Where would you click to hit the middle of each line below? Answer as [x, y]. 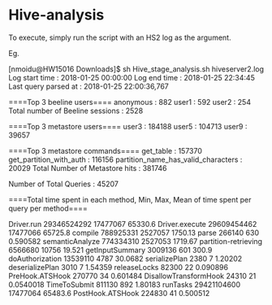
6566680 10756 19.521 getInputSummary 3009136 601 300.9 [110, 250]
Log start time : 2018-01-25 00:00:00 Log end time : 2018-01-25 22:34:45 [132, 77]
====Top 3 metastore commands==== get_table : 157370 [106, 150]
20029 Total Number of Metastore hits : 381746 [88, 168]
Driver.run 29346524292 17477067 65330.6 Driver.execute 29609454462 [133, 224]
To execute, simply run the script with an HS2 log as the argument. [120, 37]
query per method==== [48, 208]
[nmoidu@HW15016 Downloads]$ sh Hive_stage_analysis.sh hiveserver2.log [136, 69]
